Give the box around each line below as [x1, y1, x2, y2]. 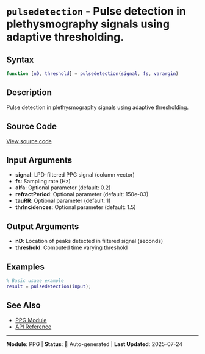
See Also [6, 300, 41, 311]
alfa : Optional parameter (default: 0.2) [15, 184, 111, 191]
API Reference [15, 323, 52, 330]
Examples [6, 261, 45, 272]
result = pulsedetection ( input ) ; [6, 283, 92, 289]
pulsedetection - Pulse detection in [6, 4, 186, 18]
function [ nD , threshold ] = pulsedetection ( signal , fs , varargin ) [6, 71, 179, 77]
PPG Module [15, 316, 47, 324]
